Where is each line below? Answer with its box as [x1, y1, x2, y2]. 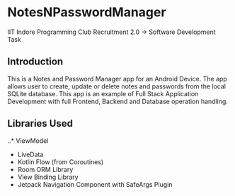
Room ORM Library [17, 165, 74, 173]
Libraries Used [7, 117, 73, 129]
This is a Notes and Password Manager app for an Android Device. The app [7, 74, 228, 83]
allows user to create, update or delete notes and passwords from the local [7, 82, 227, 91]
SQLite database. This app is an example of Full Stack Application [7, 89, 199, 98]
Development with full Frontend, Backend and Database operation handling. [7, 97, 229, 105]
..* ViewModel [7, 136, 49, 145]
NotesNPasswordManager [7, 4, 166, 21]
